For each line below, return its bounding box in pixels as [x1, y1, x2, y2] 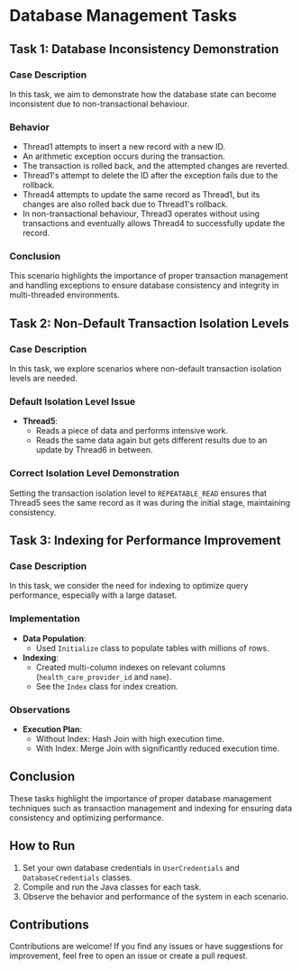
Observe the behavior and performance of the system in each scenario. [22, 891, 289, 901]
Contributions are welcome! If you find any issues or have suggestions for [9, 941, 284, 952]
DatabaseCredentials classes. [22, 872, 132, 883]
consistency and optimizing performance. [9, 812, 164, 823]
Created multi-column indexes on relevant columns [35, 662, 226, 673]
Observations [9, 703, 70, 716]
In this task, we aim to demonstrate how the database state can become [9, 88, 277, 99]
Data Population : [22, 633, 87, 644]
